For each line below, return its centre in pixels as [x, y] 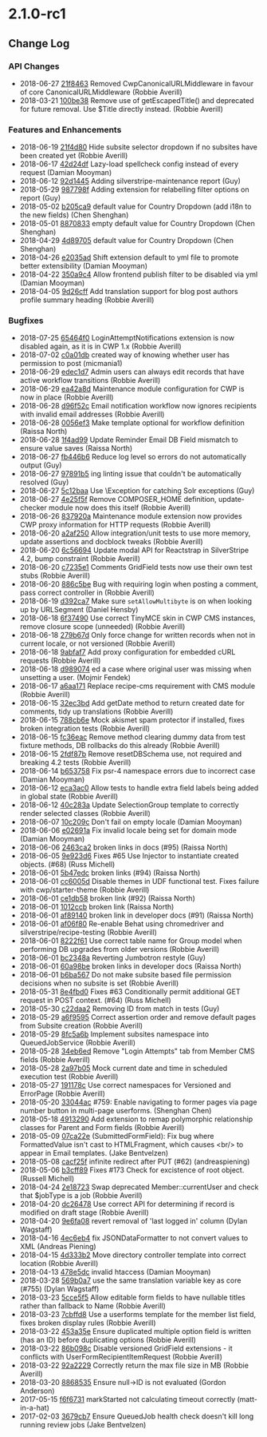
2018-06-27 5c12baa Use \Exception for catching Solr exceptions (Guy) [137, 491]
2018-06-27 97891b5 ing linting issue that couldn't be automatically [130, 474]
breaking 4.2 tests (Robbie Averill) [75, 762]
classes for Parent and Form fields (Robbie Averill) [102, 1128]
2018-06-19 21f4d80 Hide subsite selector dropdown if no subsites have [138, 147]
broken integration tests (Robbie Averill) [84, 729]
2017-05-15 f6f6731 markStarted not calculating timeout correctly [128, 1399]
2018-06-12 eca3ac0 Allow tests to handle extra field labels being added [139, 788]
